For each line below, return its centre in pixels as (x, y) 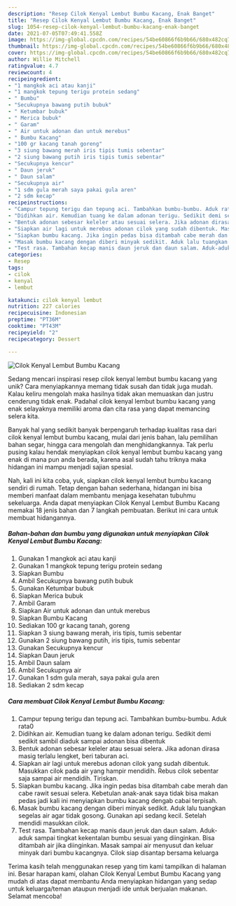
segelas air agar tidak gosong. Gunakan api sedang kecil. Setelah (112, 816)
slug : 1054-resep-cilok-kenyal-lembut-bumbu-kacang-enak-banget (104, 27)
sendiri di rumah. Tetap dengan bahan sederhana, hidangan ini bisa (105, 488)
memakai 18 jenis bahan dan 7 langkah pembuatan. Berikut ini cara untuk (113, 510)
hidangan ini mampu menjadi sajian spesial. (71, 467)
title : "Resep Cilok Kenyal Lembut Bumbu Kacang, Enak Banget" (102, 20)
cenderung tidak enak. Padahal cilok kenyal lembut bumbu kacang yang (112, 401)
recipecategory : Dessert (44, 339)
